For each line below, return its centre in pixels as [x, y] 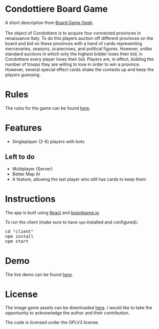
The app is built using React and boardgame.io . [53, 212]
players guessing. [23, 75]
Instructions [30, 199]
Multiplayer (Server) [32, 169]
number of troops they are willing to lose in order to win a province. [73, 64]
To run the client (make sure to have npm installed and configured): [72, 222]
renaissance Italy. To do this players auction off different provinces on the [79, 38]
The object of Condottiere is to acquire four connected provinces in [73, 33]
